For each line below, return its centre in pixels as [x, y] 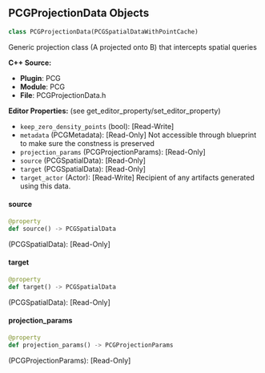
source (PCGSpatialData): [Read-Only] [83, 160]
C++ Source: [30, 63]
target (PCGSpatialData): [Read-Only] [83, 168]
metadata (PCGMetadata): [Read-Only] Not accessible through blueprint [138, 135]
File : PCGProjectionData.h [63, 95]
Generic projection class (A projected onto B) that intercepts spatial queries [133, 47]
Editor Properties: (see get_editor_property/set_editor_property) [115, 111]
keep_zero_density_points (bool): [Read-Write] [97, 126]
